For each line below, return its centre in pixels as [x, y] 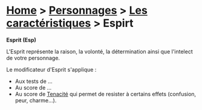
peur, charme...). [36, 100]
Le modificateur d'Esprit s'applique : [51, 69]
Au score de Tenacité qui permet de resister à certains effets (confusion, [106, 94]
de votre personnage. [33, 58]
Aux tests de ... [34, 81]
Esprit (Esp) [21, 40]
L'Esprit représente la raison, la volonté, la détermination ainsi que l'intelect [99, 51]
